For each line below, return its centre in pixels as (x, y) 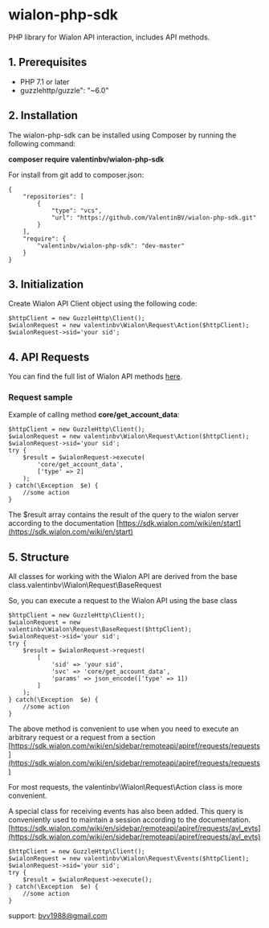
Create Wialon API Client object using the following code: (103, 304)
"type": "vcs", (77, 211)
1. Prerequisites (48, 62)
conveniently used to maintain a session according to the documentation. (130, 820)
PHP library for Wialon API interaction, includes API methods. (109, 37)
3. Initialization (46, 284)
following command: (42, 143)
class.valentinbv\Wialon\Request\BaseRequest (85, 585)
